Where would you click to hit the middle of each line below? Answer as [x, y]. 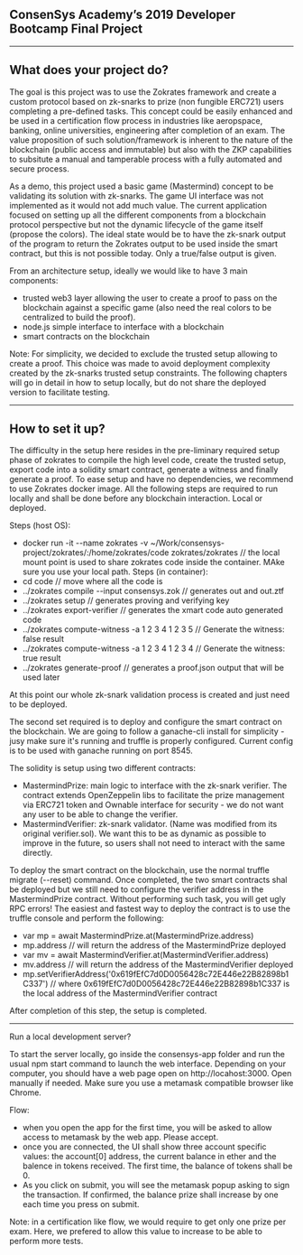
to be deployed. [38, 704]
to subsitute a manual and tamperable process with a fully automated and [146, 159]
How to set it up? [57, 429]
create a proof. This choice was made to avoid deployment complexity [140, 363]
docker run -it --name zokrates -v [85, 543]
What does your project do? [89, 70]
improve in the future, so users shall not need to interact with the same [154, 843]
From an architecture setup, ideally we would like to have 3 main [129, 271]
